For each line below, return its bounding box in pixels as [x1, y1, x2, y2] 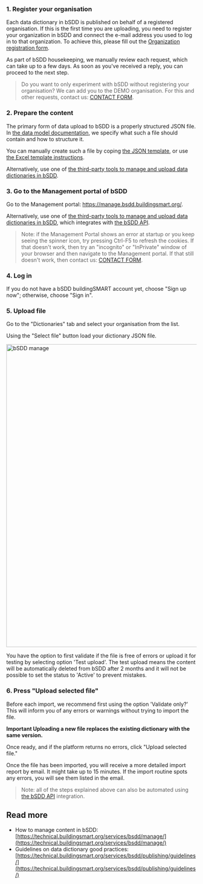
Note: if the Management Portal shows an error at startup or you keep [21, 230, 195, 238]
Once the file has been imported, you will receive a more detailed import [6, 761, 186, 768]
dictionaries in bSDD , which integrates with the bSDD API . [6, 219, 150, 226]
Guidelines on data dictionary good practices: [14, 845, 129, 852]
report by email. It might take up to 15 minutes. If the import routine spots [6, 768, 188, 775]
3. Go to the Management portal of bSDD [6, 187, 128, 195]
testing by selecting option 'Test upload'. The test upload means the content [6, 659, 196, 666]
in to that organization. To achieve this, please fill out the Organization [6, 38, 180, 45]
